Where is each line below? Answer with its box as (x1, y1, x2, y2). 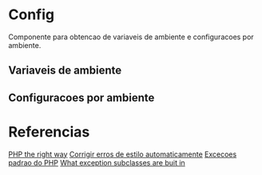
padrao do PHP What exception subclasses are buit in (8, 157, 185, 167)
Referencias (8, 122, 90, 141)
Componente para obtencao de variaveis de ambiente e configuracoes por (8, 32, 254, 42)
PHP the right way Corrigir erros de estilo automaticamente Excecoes (8, 149, 237, 159)
